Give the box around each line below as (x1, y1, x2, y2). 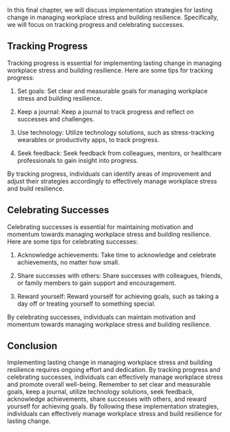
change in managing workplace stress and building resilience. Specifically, (7, 13, 219, 21)
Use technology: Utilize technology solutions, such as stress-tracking (17, 128, 215, 137)
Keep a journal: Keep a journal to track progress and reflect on (17, 107, 194, 116)
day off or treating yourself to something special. (17, 300, 156, 308)
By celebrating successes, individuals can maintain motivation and (7, 313, 196, 321)
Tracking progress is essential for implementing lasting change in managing (7, 59, 222, 67)
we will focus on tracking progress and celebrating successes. (7, 21, 185, 28)
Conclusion (7, 340, 58, 352)
